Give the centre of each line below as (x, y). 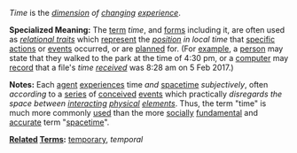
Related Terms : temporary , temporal (76, 139)
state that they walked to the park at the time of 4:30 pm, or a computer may (149, 58)
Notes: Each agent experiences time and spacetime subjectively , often (139, 84)
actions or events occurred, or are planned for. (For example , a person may (146, 49)
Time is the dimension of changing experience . (95, 13)
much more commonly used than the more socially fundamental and (134, 113)
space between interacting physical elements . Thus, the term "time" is (138, 103)
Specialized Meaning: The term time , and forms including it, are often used (147, 30)
